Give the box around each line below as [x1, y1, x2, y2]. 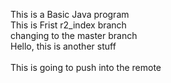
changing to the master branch [10, 30, 138, 41]
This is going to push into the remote [10, 62, 162, 73]
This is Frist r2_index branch [10, 19, 127, 31]
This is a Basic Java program [10, 9, 130, 20]
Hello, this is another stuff [10, 40, 117, 52]
